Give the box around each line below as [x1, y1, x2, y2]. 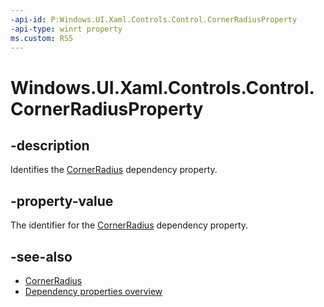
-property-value [10, 192, 114, 210]
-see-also [10, 248, 73, 265]
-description [10, 137, 90, 154]
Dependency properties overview [24, 286, 163, 297]
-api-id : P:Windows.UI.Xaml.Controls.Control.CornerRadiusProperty [10, 14, 298, 25]
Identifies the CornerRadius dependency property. [10, 164, 218, 176]
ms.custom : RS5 [10, 33, 74, 43]
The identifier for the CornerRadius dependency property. [10, 219, 249, 231]
